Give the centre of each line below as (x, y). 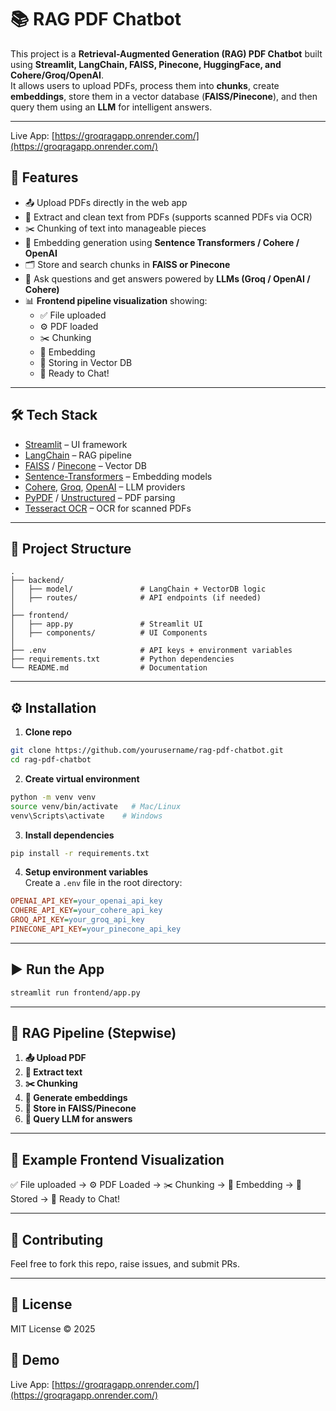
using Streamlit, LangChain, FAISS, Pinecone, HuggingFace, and (146, 64)
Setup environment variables (86, 872)
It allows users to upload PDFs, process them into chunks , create (145, 85)
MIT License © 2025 (53, 1328)
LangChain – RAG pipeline (78, 455)
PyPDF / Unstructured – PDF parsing (100, 497)
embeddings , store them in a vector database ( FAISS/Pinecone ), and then (164, 96)
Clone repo (48, 732)
